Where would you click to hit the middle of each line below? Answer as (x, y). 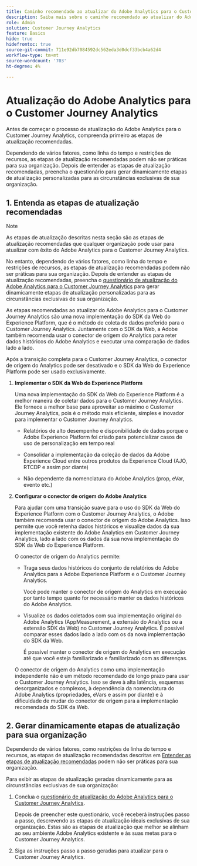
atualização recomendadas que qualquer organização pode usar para (90, 244)
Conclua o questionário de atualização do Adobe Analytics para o (94, 797)
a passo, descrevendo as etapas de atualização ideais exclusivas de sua (102, 820)
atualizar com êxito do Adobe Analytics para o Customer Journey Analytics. (98, 250)
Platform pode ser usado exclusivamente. (56, 372)
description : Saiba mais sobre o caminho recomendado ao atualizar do (94, 17)
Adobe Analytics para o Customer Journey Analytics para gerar (83, 286)
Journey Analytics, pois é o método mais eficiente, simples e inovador (99, 413)
